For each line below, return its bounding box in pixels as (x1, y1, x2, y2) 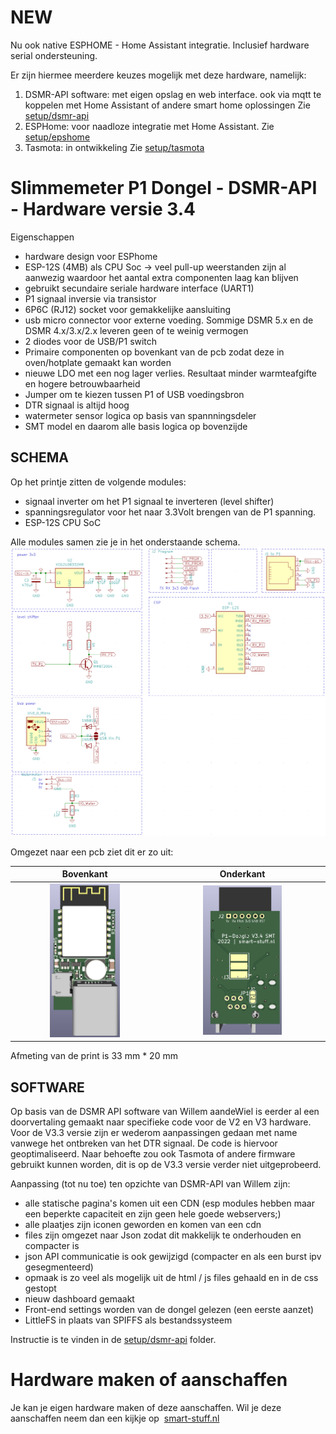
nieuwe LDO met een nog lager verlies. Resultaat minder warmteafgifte (24, 367, 318, 379)
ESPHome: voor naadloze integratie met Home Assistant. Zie (24, 120, 275, 132)
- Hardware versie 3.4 (10, 198, 197, 221)
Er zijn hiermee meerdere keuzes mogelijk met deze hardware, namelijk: (10, 69, 307, 81)
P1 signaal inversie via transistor (24, 292, 157, 305)
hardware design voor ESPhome (24, 250, 158, 262)
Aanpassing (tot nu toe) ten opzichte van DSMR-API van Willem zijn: (10, 1178, 291, 1190)
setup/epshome (24, 131, 91, 143)
